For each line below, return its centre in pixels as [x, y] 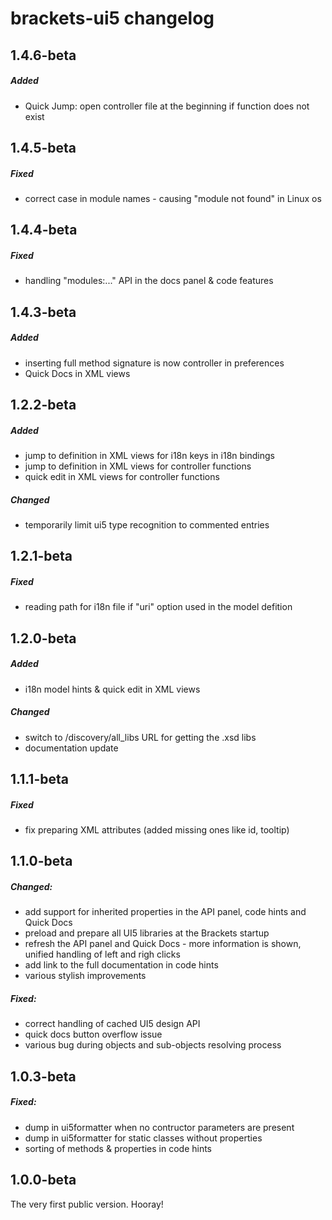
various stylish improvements [85, 976]
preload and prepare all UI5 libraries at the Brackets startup [147, 933]
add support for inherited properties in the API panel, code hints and [165, 912]
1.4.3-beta [43, 312]
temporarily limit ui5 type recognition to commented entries [147, 524]
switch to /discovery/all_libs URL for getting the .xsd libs [140, 737]
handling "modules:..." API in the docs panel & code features [149, 281]
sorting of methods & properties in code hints [118, 1148]
